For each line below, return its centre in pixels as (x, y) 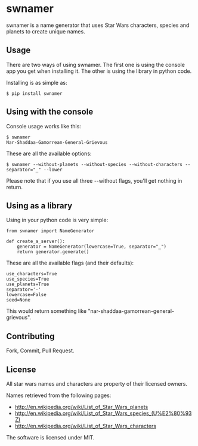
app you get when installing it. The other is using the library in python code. (99, 71)
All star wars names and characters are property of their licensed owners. (97, 384)
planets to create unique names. (46, 31)
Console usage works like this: (44, 126)
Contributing (30, 336)
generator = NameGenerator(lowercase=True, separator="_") (92, 247)
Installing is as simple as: (37, 82)
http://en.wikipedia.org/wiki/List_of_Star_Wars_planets (81, 407)
